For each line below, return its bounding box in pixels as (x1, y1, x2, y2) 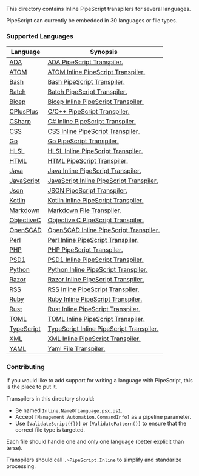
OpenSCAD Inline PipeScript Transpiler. (47, 226, 160, 235)
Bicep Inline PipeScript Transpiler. (47, 97, 144, 106)
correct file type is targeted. (15, 426, 86, 433)
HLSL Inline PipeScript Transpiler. (47, 147, 143, 156)
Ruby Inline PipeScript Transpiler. (47, 295, 143, 303)
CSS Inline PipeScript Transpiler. (47, 127, 140, 136)
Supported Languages (6, 32, 74, 40)
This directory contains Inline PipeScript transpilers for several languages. (6, 5, 191, 12)
